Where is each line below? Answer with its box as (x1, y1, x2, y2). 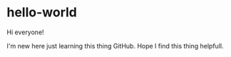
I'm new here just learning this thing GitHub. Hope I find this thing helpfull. (6, 41, 224, 50)
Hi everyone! (6, 28, 44, 36)
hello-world (6, 4, 78, 21)
